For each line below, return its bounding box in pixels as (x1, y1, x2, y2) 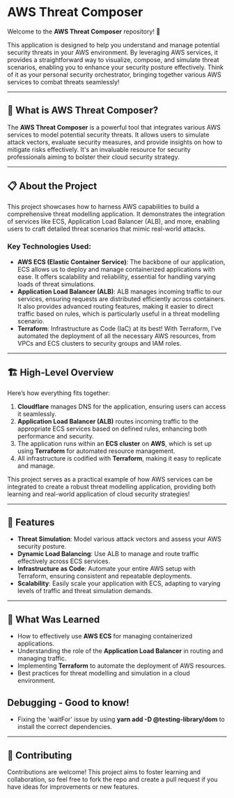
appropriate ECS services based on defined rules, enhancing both (17, 424, 208, 433)
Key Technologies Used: (7, 242, 92, 252)
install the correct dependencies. (17, 723, 113, 731)
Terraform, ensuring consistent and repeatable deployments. (17, 572, 192, 581)
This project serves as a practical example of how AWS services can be (7, 475, 213, 483)
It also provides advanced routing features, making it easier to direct (17, 302, 214, 310)
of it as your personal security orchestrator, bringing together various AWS (7, 70, 221, 79)
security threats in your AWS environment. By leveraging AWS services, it (7, 48, 218, 56)
